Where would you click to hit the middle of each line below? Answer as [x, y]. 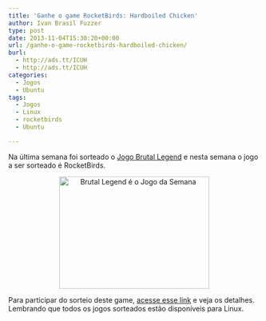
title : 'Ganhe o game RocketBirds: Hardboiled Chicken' [103, 16]
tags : [17, 97]
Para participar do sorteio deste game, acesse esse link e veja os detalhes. [131, 299]
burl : [17, 53]
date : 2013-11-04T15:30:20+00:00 [64, 38]
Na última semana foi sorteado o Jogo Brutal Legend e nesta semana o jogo [133, 157]
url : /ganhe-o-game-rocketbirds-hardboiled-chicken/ [98, 46]
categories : [28, 75]
